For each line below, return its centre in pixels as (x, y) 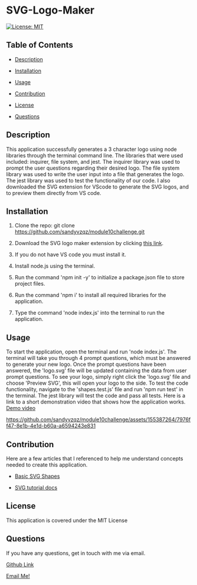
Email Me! (18, 576)
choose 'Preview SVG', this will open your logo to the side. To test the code (97, 383)
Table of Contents (40, 45)
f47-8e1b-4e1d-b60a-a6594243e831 (51, 426)
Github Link (20, 564)
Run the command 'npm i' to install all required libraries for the (90, 295)
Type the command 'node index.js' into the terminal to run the (90, 313)
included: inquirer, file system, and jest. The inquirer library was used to (93, 161)
